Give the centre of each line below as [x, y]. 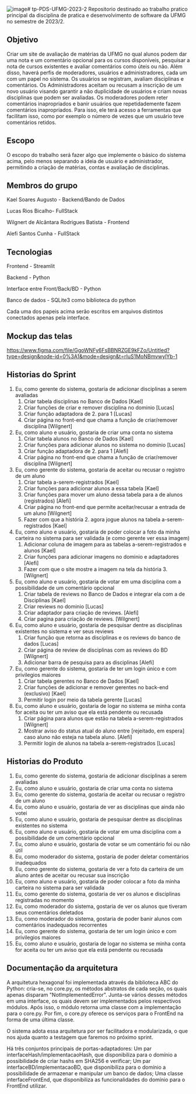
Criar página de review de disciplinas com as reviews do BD [96, 650]
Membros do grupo [42, 186]
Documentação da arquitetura [62, 968]
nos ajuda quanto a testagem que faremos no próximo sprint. [80, 1037]
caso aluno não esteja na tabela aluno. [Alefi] [78, 737]
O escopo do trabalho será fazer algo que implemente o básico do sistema [96, 154]
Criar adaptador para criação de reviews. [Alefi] [81, 613]
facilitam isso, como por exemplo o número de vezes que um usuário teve [95, 116]
